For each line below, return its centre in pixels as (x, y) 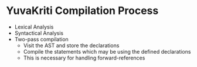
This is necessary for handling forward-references (84, 58)
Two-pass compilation (41, 39)
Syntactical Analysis (39, 33)
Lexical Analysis (34, 27)
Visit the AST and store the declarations (71, 45)
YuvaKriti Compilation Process (82, 11)
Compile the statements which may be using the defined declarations (107, 51)
